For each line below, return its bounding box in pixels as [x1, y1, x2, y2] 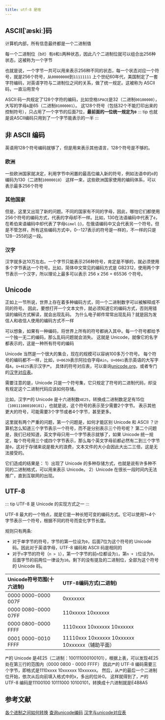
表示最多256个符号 [5, 183, 43, 188]
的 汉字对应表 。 [5, 369, 35, 375]
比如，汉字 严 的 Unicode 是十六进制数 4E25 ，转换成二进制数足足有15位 [5, 396, 145, 402]
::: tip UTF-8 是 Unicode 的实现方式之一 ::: [5, 501, 90, 507]
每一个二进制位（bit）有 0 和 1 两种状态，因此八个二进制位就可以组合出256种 [5, 51, 156, 57]
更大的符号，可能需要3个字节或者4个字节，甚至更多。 [5, 408, 114, 414]
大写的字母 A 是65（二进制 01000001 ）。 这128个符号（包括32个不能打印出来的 [5, 103, 158, 109]
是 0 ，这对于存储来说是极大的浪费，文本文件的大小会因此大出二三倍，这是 [5, 443, 154, 449]
